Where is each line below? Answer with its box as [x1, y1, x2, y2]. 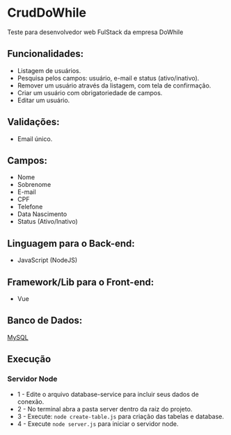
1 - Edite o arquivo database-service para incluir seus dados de [17, 390, 200, 398]
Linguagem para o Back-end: [7, 238, 136, 249]
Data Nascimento [17, 210, 67, 218]
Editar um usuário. [17, 96, 70, 104]
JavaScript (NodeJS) [17, 256, 78, 265]
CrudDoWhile [7, 5, 87, 21]
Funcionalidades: [7, 48, 84, 60]
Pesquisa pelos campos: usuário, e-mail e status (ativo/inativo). [17, 74, 200, 82]
